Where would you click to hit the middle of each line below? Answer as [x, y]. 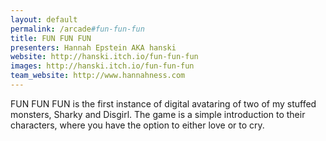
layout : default [44, 19]
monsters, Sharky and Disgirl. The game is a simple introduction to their [158, 114]
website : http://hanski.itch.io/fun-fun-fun [104, 57]
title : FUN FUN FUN [51, 38]
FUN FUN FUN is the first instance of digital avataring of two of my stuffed [163, 103]
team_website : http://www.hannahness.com [98, 76]
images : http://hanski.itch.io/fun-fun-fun [102, 66]
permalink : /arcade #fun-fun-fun [77, 29]
